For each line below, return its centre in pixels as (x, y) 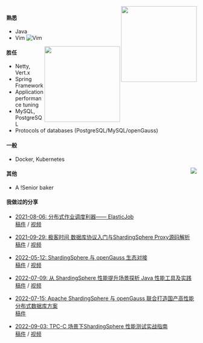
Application (29, 92)
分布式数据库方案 (36, 306)
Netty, (23, 67)
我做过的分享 (22, 202)
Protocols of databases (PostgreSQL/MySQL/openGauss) (86, 131)
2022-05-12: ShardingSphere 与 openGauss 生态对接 (81, 258)
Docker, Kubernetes (40, 159)
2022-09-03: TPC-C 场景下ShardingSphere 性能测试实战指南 (91, 327)
